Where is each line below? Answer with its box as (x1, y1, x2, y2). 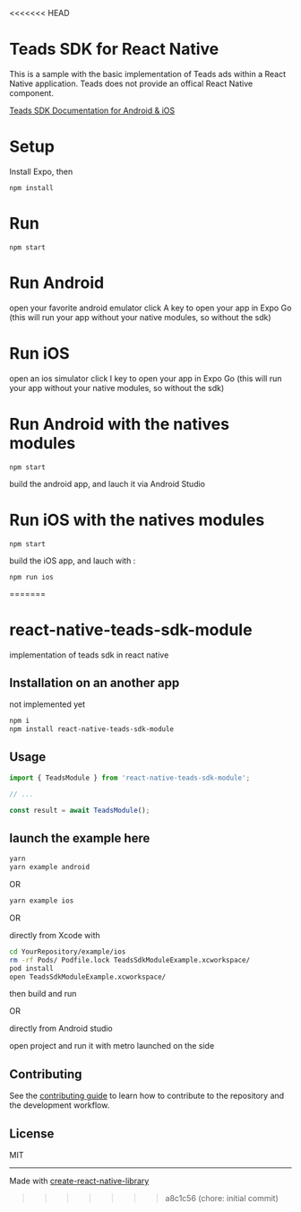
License (9, 1126, 55, 1141)
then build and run (9, 989, 77, 999)
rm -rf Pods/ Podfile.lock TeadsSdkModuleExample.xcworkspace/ (9, 955, 251, 964)
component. (9, 87, 54, 98)
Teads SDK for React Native (9, 39, 219, 59)
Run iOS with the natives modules (9, 510, 265, 530)
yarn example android (9, 863, 90, 872)
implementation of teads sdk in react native (9, 650, 169, 660)
